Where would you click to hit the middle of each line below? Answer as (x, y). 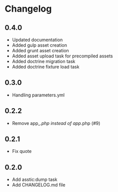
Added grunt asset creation (40, 51)
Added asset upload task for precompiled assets (62, 56)
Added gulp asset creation (40, 45)
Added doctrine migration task (44, 61)
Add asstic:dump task (35, 180)
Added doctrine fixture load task (46, 67)
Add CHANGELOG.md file (39, 185)
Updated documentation (37, 40)
